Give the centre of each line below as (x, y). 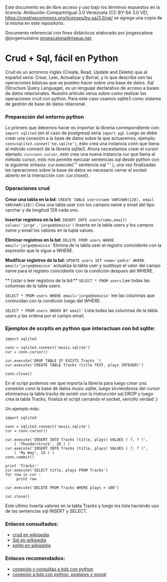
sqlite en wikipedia (31, 546)
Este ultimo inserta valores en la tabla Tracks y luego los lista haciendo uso (82, 506)
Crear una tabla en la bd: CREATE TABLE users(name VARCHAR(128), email (80, 199)
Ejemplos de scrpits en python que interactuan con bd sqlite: (80, 328)
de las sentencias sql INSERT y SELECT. (46, 511)
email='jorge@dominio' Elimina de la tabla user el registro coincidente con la (83, 245)
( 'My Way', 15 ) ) (34, 453)
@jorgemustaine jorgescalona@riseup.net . (49, 38)
